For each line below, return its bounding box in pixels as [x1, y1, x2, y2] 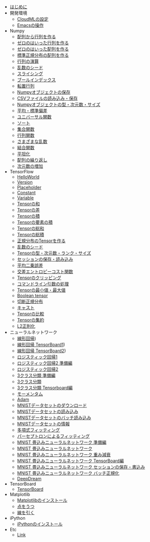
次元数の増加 [17, 163, 43, 169]
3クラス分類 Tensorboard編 [17, 385, 73, 391]
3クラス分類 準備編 [17, 372, 55, 378]
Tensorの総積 [17, 232, 45, 237]
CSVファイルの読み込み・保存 [17, 95, 78, 101]
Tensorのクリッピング [17, 275, 62, 281]
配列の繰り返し [17, 157, 48, 163]
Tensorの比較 [17, 311, 45, 317]
